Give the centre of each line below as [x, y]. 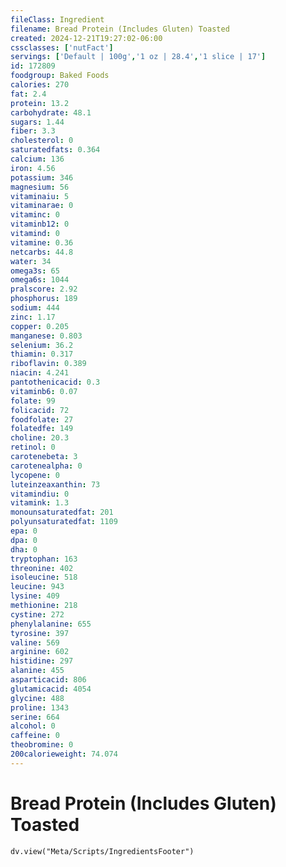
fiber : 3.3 [33, 131]
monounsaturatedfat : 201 [62, 512]
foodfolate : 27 [42, 419]
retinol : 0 [33, 447]
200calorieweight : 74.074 [64, 754]
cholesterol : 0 [42, 141]
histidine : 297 [42, 661]
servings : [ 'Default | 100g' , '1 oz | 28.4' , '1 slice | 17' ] [138, 57]
